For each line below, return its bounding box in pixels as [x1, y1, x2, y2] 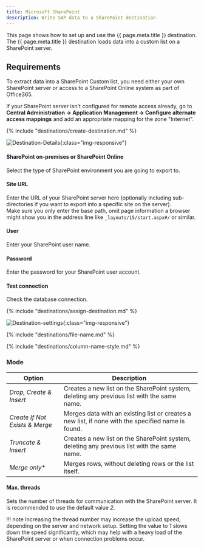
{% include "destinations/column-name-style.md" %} [6, 343, 141, 350]
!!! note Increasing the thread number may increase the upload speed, [6, 515, 181, 523]
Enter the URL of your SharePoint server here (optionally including [6, 194, 172, 201]
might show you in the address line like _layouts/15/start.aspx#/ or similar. [6, 213, 196, 221]
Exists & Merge [9, 420, 53, 429]
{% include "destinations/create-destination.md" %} [6, 127, 137, 134]
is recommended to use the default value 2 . [6, 504, 115, 511]
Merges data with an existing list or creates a [63, 409, 191, 417]
